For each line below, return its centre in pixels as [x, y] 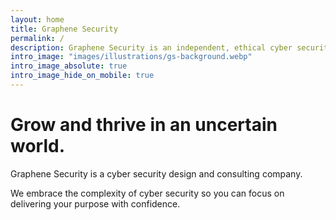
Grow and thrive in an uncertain [144, 125]
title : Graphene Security [64, 29]
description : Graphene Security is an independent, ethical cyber [151, 47]
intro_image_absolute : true [69, 66]
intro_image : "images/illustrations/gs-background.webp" [131, 57]
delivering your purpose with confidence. [95, 203]
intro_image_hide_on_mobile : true [82, 76]
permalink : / [37, 38]
